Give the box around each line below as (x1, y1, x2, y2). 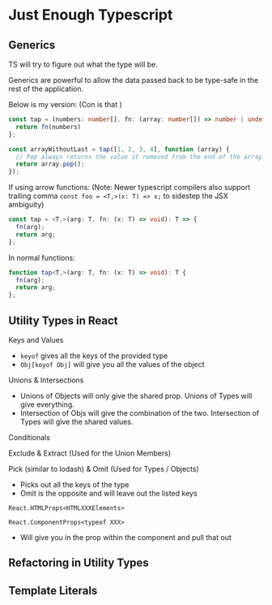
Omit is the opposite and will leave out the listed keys (19, 488, 198, 498)
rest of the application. (8, 84, 84, 93)
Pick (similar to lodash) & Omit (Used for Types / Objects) (8, 464, 200, 473)
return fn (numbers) (15, 123, 82, 131)
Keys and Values (8, 335, 64, 344)
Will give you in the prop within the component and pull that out (19, 532, 232, 542)
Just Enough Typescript (8, 6, 173, 24)
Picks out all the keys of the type (19, 479, 130, 489)
